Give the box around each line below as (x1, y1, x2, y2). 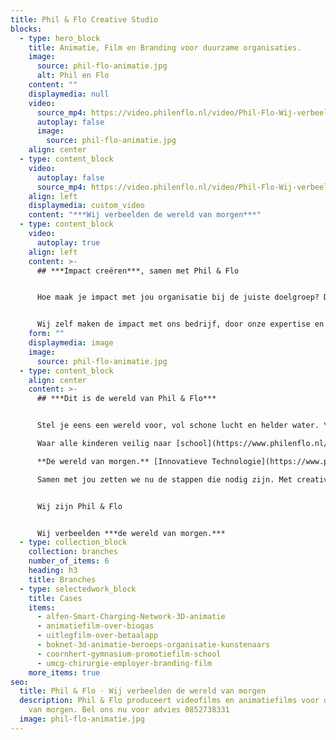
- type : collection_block (19, 537, 128, 548)
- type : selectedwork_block (19, 584, 137, 594)
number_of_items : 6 (28, 556, 110, 566)
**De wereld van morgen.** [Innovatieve (36, 456, 208, 466)
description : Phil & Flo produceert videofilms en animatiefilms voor (19, 696, 320, 706)
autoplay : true (36, 237, 101, 248)
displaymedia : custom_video (28, 201, 145, 211)
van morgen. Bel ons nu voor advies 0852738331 (28, 705, 230, 715)
